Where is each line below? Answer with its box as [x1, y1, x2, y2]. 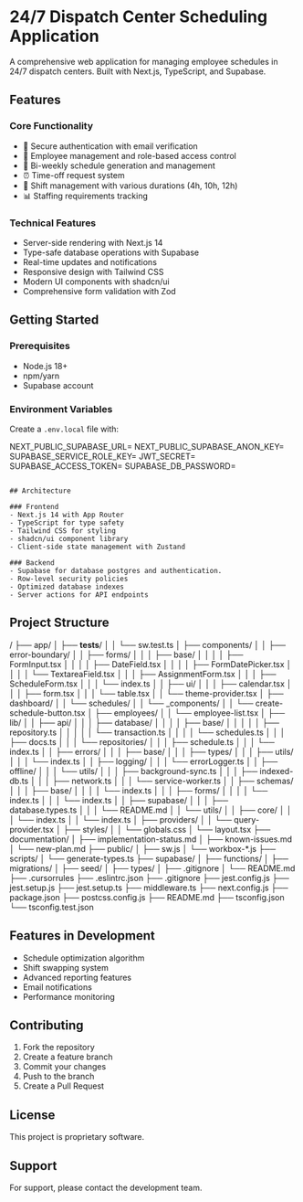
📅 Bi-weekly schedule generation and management [22, 160, 216, 171]
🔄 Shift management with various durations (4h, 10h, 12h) [22, 180, 238, 191]
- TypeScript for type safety [9, 518, 125, 527]
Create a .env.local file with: [9, 423, 120, 434]
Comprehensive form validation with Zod [22, 285, 176, 296]
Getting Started [9, 313, 99, 328]
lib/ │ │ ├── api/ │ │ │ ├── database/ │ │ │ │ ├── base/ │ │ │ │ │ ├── [9, 717, 280, 728]
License [9, 1107, 56, 1122]
